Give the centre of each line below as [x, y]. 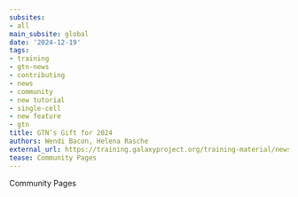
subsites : [27, 17]
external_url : [35, 149]
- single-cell [35, 108]
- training [29, 59]
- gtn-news [29, 67]
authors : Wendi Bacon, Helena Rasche [79, 141]
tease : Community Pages [53, 158]
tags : [19, 51]
